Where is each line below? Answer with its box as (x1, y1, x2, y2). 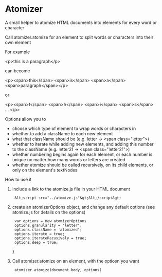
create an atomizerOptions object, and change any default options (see (12, 204, 155, 210)
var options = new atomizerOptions (14, 218, 87, 223)
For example (5, 49, 30, 55)
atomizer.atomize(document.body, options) (14, 267, 102, 272)
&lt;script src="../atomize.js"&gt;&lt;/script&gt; (14, 195, 122, 200)
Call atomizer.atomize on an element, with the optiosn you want (12, 258, 140, 264)
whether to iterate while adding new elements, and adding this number (12, 141, 154, 147)
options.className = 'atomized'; (14, 227, 82, 232)
